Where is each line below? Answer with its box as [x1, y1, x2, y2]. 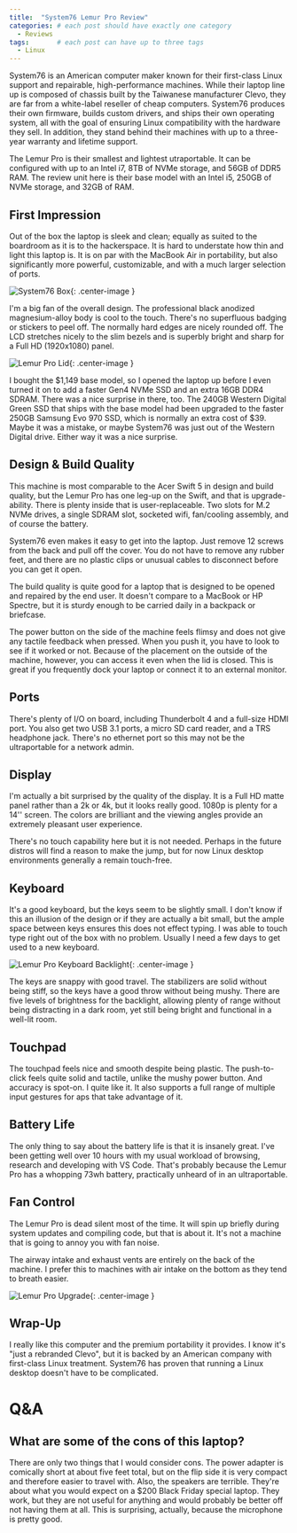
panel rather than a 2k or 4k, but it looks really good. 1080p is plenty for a [9, 800, 277, 811]
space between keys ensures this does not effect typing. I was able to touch [9, 923, 288, 934]
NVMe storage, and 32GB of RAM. [9, 182, 135, 192]
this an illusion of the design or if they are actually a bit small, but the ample [9, 914, 285, 925]
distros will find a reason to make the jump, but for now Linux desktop [9, 846, 264, 856]
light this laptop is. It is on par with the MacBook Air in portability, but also [9, 249, 278, 260]
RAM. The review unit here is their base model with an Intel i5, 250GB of [9, 172, 272, 183]
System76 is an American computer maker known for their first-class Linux [9, 70, 283, 81]
